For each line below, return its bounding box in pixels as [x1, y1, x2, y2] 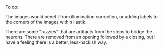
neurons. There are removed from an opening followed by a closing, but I [5, 34, 156, 40]
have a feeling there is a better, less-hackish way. [5, 39, 108, 45]
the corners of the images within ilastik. [5, 19, 87, 25]
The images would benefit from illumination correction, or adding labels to [5, 14, 158, 19]
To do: [5, 4, 19, 10]
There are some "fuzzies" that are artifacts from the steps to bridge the [5, 29, 152, 34]
